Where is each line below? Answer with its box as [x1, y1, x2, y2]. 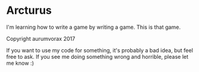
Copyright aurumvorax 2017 [6, 35, 75, 42]
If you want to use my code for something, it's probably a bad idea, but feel [6, 46, 194, 54]
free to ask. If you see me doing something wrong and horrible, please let [6, 53, 189, 60]
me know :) [6, 59, 34, 67]
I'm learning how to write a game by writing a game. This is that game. [6, 23, 181, 31]
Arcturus [6, 4, 52, 17]
